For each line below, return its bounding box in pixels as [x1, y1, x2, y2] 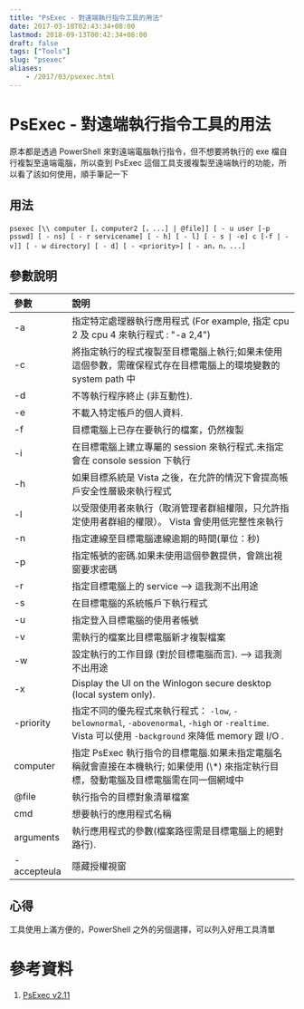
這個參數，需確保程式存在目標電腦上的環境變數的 [71, 359, 280, 372]
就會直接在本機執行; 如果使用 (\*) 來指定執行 [81, 761, 271, 773]
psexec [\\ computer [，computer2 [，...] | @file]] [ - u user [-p [9, 224, 271, 233]
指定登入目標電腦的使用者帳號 [71, 614, 199, 626]
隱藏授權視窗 [71, 860, 127, 873]
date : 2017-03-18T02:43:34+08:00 [9, 22, 136, 31]
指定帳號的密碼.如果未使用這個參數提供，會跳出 [71, 549, 274, 562]
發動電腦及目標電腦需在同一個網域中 [90, 774, 244, 787]
